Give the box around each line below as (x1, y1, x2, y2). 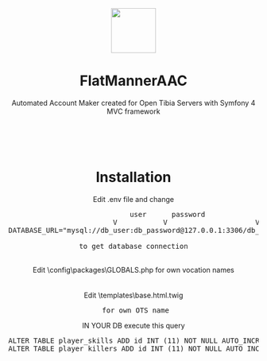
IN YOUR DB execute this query (82, 320, 185, 330)
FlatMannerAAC (79, 72, 188, 90)
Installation (95, 169, 172, 186)
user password (130, 210, 206, 219)
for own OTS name (102, 305, 169, 315)
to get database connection (79, 242, 188, 250)
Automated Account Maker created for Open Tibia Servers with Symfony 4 (11, 98, 256, 107)
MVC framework (106, 107, 161, 116)
